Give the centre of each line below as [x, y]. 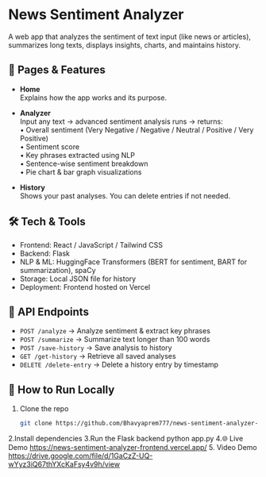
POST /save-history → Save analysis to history [96, 348]
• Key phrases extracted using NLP [77, 155]
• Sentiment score [50, 146]
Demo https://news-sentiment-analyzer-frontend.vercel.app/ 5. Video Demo [133, 448]
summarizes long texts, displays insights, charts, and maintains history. [124, 44]
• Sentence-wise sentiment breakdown [84, 163]
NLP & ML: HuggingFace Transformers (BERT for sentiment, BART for [133, 262]
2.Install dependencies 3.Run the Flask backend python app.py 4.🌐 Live [126, 439]
